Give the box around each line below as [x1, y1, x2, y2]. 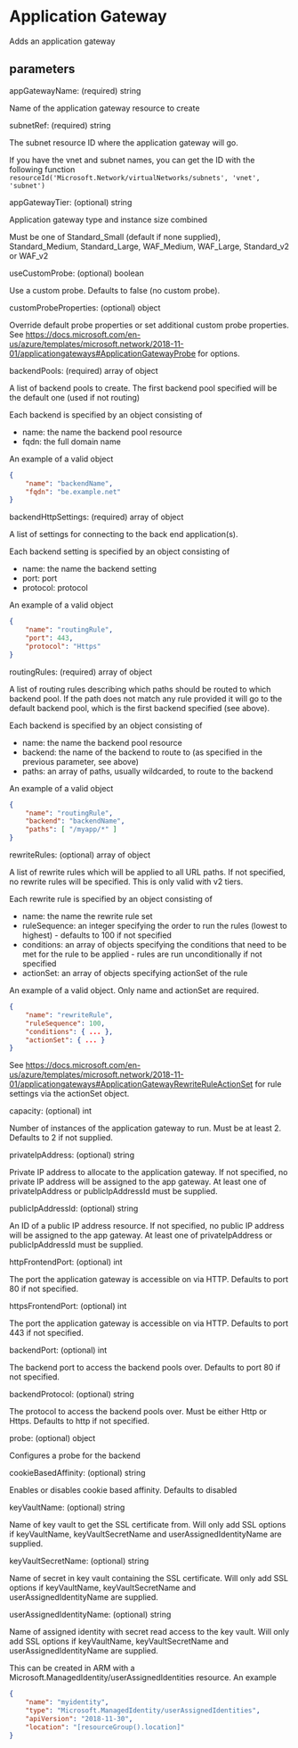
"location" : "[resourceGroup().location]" [25, 1722, 185, 1732]
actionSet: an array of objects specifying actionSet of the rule [21, 968, 248, 978]
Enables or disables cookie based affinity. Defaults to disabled [9, 1485, 238, 1495]
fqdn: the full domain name [21, 435, 122, 447]
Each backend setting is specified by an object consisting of [9, 546, 230, 557]
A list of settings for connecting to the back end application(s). [9, 529, 238, 540]
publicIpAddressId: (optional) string [9, 1203, 139, 1214]
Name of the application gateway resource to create [9, 103, 200, 113]
